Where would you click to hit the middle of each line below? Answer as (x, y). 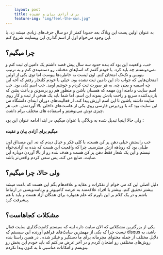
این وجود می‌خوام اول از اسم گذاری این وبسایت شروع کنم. (58, 37)
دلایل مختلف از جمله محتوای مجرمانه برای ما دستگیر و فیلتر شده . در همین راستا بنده (82, 237)
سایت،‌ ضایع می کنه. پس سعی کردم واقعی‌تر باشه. (51, 158)
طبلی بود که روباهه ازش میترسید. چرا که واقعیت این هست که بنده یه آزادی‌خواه (77, 147)
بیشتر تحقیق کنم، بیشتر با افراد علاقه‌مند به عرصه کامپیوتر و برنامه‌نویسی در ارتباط (79, 190)
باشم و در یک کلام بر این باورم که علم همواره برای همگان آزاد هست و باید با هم (76, 195)
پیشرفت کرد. (17, 200)
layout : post (27, 9)
